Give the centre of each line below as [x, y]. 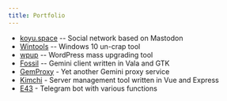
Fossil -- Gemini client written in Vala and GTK [95, 63]
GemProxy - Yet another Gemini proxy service [95, 71]
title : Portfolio [37, 15]
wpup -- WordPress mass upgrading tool [86, 54]
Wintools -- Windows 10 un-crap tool [80, 46]
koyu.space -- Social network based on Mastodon [101, 38]
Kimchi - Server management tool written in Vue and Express [119, 80]
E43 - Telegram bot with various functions [89, 88]
